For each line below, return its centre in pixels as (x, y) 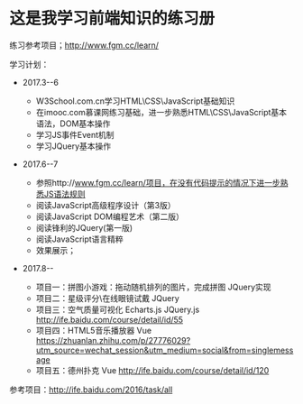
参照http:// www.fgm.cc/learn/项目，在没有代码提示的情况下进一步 (158, 182)
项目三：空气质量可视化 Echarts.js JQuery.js (118, 309)
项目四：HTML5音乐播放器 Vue (93, 330)
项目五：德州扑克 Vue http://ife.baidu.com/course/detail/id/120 (152, 370)
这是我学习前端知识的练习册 (112, 18)
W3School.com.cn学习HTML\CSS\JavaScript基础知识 (135, 101)
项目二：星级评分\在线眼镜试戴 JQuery (108, 298)
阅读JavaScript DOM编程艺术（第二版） (110, 216)
